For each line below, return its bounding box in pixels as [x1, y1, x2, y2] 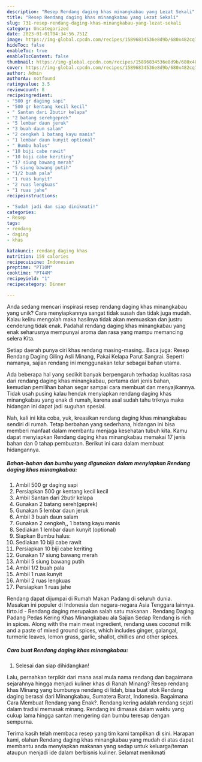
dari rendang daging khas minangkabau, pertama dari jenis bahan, [7, 377, 171, 384]
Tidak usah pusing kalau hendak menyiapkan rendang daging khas [7, 390, 172, 397]
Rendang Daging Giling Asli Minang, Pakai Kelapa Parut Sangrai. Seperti [7, 353, 185, 360]
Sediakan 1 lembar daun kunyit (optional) [15, 526, 116, 533]
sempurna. [7, 718, 34, 725]
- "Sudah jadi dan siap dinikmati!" [7, 203, 98, 210]
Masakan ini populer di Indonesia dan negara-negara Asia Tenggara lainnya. [7, 601, 195, 609]
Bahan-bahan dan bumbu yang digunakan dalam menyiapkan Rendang [7, 460, 191, 467]
